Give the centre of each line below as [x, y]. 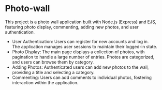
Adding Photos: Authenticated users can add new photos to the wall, [80, 67]
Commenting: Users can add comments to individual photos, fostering [82, 77]
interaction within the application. [45, 82]
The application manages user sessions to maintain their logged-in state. [85, 46]
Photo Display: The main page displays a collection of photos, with [78, 52]
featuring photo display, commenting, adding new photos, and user [72, 27]
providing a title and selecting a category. [53, 72]
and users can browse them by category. [53, 62]
